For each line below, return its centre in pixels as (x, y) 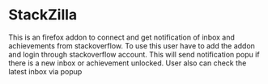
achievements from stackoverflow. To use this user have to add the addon (132, 45)
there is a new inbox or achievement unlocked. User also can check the (128, 63)
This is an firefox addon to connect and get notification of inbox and (121, 37)
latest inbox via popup (45, 71)
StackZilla (43, 15)
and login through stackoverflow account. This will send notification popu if (134, 54)
